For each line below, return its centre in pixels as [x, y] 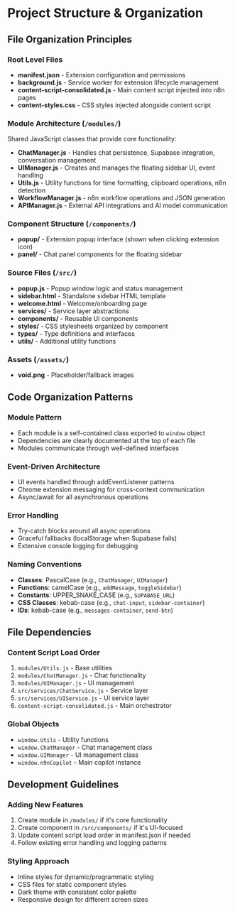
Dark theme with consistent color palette [77, 892]
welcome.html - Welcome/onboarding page [82, 303]
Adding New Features [45, 804]
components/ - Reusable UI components [78, 318]
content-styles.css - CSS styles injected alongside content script [114, 105]
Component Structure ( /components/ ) [72, 224]
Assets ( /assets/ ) [38, 359]
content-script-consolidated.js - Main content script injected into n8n [121, 89]
